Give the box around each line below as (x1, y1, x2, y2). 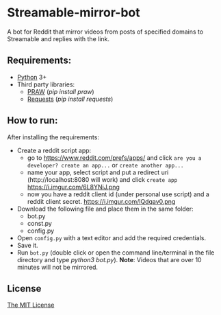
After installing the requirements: (7, 132, 99, 141)
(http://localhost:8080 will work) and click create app (27, 175, 178, 183)
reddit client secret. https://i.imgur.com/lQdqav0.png (27, 197, 176, 205)
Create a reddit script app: (16, 146, 92, 154)
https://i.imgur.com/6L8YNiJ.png (27, 183, 120, 191)
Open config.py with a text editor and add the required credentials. (16, 233, 207, 242)
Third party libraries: (16, 80, 75, 89)
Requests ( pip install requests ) (27, 95, 114, 103)
